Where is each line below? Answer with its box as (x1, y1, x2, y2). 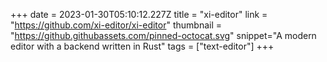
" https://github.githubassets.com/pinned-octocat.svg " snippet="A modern (10, 30, 317, 41)
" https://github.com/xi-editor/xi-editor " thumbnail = (10, 19, 223, 31)
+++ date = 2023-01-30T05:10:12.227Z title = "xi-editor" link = (10, 9, 268, 20)
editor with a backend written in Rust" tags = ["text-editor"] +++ (10, 40, 275, 52)
